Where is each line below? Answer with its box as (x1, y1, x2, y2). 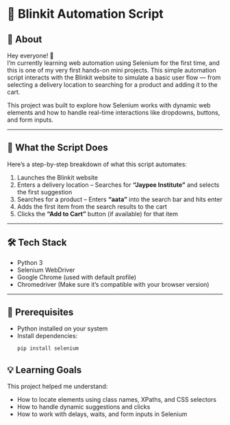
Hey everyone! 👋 (7, 51, 54, 60)
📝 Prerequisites (7, 307, 74, 318)
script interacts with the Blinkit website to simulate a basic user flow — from (7, 73, 221, 81)
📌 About (7, 34, 42, 45)
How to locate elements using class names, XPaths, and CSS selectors (16, 396, 217, 404)
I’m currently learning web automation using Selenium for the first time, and (7, 59, 220, 67)
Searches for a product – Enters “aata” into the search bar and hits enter (16, 195, 222, 203)
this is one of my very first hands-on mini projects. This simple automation (7, 66, 217, 74)
